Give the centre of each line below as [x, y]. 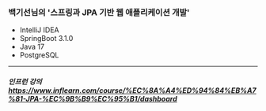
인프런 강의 [25, 81]
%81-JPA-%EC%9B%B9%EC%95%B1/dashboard [93, 98]
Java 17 [32, 47]
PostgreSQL [39, 55]
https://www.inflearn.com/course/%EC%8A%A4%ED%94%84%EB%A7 [132, 90]
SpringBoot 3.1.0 [46, 39]
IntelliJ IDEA [39, 30]
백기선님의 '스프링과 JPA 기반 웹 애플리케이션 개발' [99, 12]
